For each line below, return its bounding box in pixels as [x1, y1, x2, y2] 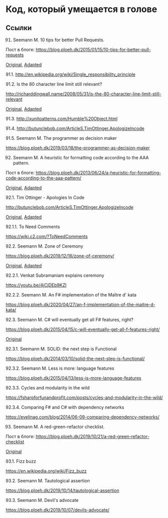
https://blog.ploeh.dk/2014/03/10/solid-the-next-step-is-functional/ [5, 356, 145, 361]
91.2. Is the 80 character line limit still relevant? [5, 81, 102, 87]
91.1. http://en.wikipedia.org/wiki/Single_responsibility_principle [5, 71, 135, 77]
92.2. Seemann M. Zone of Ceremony [5, 243, 83, 249]
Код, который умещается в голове [5, 4, 157, 15]
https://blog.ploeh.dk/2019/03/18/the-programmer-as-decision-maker [5, 145, 150, 151]
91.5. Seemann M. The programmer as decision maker [5, 135, 117, 141]
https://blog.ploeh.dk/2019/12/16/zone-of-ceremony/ [5, 253, 114, 259]
